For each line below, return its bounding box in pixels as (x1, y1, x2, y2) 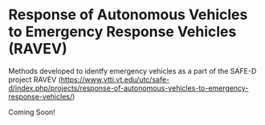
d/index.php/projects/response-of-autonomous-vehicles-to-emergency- (8, 83, 249, 93)
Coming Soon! (8, 107, 56, 117)
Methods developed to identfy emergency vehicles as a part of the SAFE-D (8, 66, 257, 75)
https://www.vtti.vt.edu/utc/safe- (60, 75, 170, 84)
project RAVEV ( (8, 75, 62, 84)
